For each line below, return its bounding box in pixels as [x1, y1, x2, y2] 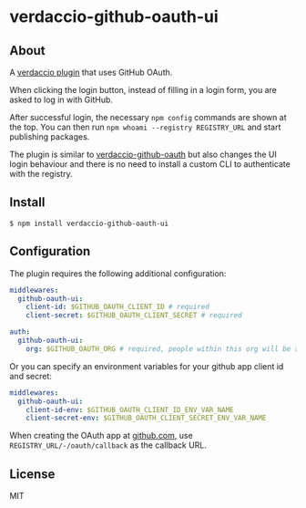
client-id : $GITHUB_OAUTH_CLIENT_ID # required [25, 303, 209, 312]
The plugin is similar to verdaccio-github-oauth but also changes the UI [9, 149, 278, 160]
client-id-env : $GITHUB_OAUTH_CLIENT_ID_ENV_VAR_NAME [25, 405, 234, 414]
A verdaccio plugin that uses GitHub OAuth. [9, 67, 173, 78]
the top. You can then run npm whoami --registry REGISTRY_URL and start [9, 121, 281, 132]
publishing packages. [9, 131, 90, 142]
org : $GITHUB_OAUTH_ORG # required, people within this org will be [25, 344, 291, 353]
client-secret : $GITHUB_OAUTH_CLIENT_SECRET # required [25, 311, 243, 320]
